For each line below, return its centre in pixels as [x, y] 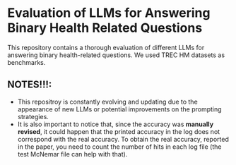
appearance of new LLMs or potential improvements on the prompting [119, 109]
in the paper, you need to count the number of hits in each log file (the [119, 147]
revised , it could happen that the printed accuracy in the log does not [119, 131]
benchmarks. [26, 62]
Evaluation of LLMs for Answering [109, 13]
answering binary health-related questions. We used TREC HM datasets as [116, 55]
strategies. [33, 116]
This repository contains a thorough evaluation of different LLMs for [106, 47]
